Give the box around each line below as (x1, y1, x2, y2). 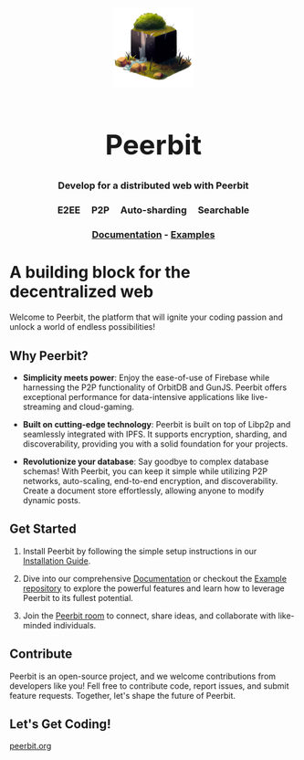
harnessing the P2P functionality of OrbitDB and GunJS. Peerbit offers (22, 382, 288, 393)
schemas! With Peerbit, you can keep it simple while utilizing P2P (22, 465, 267, 477)
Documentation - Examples (91, 228, 215, 241)
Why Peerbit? (9, 348, 89, 364)
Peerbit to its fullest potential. (22, 592, 134, 603)
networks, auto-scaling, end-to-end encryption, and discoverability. (22, 475, 278, 486)
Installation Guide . (22, 555, 91, 566)
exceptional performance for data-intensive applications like (22, 391, 249, 402)
